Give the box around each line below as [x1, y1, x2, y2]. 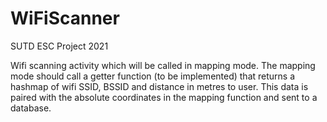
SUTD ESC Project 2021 [10, 40, 109, 52]
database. [10, 102, 52, 114]
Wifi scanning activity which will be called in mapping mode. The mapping [10, 59, 316, 71]
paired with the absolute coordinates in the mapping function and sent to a [10, 91, 318, 103]
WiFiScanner [10, 7, 120, 30]
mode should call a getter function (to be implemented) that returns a [10, 70, 296, 82]
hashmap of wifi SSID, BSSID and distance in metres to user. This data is [10, 80, 309, 92]
